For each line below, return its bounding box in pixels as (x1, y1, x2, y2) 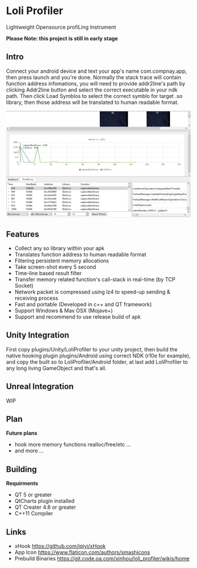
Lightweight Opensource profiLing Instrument (6, 23, 116, 31)
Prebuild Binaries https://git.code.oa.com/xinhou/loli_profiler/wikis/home (14, 555, 190, 562)
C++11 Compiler (14, 510, 53, 517)
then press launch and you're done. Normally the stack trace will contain (6, 73, 182, 80)
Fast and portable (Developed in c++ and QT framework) (14, 300, 152, 307)
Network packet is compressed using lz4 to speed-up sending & (14, 288, 171, 295)
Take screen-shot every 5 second (14, 263, 97, 271)
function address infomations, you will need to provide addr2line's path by (6, 80, 186, 87)
